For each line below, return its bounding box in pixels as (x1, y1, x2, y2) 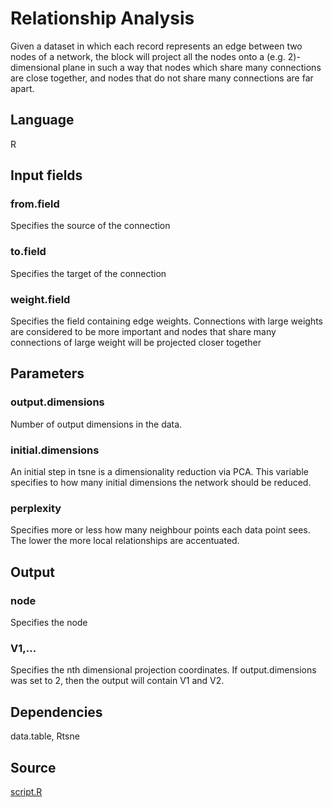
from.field (10, 197, 60, 211)
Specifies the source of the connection (10, 220, 171, 232)
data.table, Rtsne (10, 730, 80, 742)
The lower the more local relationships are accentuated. (10, 535, 240, 547)
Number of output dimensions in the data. (10, 418, 183, 430)
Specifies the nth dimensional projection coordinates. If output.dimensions (10, 664, 317, 676)
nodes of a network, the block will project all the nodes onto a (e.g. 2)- (10, 50, 301, 62)
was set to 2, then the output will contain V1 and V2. (10, 675, 225, 687)
